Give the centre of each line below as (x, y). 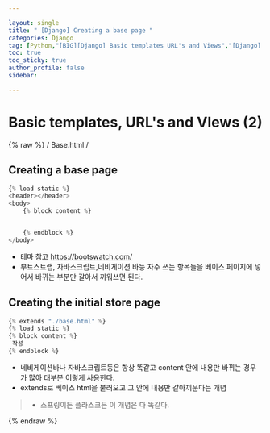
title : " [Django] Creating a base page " (81, 30)
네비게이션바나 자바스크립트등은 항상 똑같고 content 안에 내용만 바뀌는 (131, 367)
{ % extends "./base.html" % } (57, 321)
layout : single (34, 23)
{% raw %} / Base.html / (48, 144)
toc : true (25, 53)
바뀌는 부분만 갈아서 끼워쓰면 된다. (89, 277)
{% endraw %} (33, 421)
